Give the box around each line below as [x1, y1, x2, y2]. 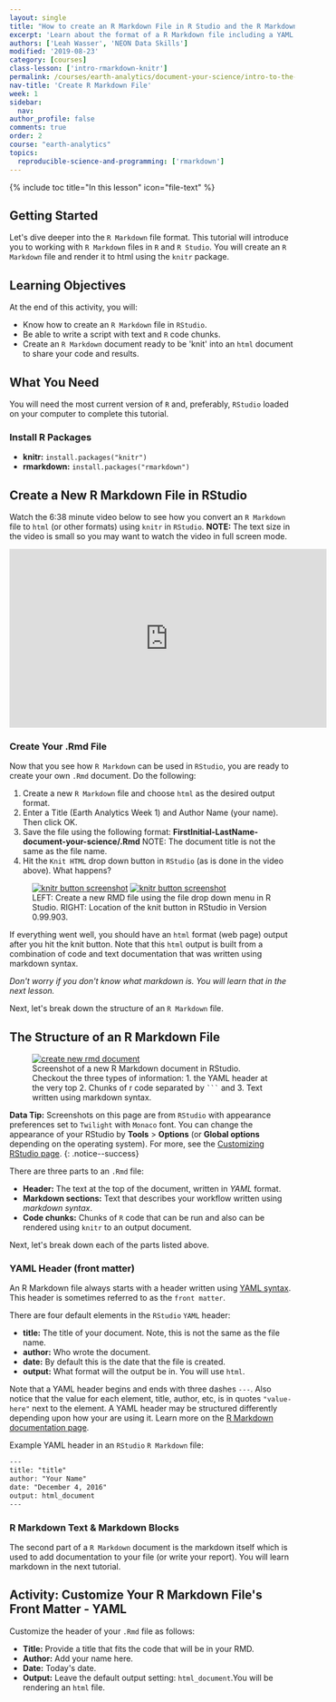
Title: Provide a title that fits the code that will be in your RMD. [22, 1643, 255, 1654]
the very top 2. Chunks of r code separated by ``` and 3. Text [32, 1082, 263, 1094]
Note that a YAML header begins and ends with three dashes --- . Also [9, 1383, 272, 1394]
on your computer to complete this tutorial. [9, 408, 169, 418]
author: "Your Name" [9, 1474, 88, 1484]
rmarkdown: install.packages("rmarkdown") [22, 461, 190, 472]
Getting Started [9, 208, 99, 223]
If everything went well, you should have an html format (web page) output [9, 930, 288, 940]
